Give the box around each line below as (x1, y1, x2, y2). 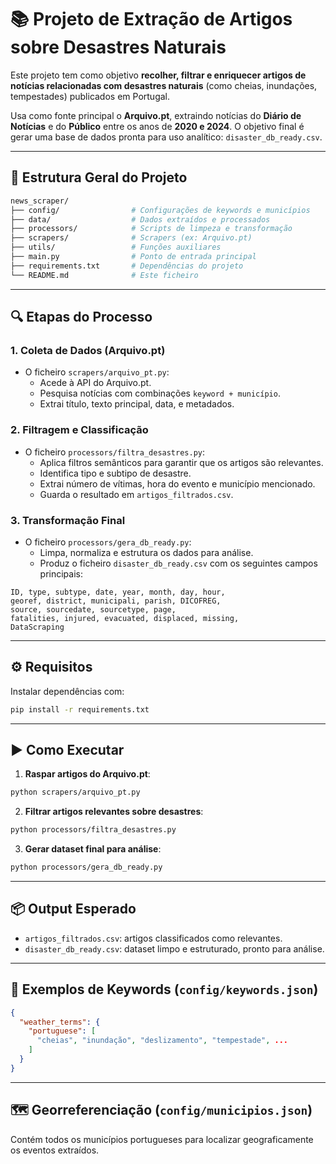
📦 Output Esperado (10, 901, 137, 918)
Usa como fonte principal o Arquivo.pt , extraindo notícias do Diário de (10, 109, 302, 121)
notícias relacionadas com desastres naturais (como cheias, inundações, (10, 79, 318, 91)
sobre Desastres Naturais (10, 36, 227, 59)
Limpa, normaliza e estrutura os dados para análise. (39, 546, 254, 558)
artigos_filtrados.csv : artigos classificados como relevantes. (24, 932, 283, 944)
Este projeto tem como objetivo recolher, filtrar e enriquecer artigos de (10, 69, 307, 81)
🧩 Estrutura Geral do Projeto (10, 169, 188, 186)
